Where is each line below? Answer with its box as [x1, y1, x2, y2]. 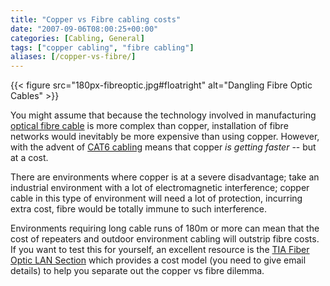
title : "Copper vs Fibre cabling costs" [10, 14, 182, 25]
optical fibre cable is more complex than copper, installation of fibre [10, 120, 289, 132]
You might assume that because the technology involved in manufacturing [10, 109, 317, 121]
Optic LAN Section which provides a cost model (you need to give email [10, 254, 307, 266]
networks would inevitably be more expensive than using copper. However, [10, 131, 320, 143]
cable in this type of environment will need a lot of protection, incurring [10, 192, 303, 205]
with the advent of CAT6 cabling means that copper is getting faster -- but [10, 141, 317, 153]
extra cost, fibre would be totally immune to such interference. [10, 203, 268, 215]
